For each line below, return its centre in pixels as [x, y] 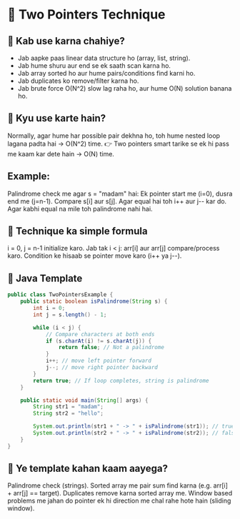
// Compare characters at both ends [100, 334]
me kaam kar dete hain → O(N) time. [61, 153]
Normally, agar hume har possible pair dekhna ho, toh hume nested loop [114, 136]
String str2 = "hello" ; [68, 413]
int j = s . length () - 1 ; [70, 314]
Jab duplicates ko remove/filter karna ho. [78, 81]
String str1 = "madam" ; [68, 407]
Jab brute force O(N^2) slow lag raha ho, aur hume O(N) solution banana [125, 88]
